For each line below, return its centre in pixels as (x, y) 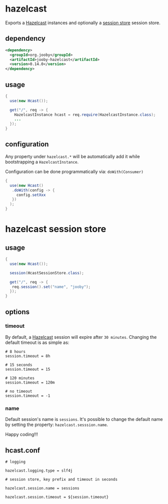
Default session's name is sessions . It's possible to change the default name (84, 419)
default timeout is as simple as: (37, 342)
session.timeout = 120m (30, 382)
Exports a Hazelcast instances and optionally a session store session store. (83, 23)
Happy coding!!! (22, 435)
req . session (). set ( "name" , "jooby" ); (51, 287)
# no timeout (19, 391)
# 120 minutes (20, 378)
